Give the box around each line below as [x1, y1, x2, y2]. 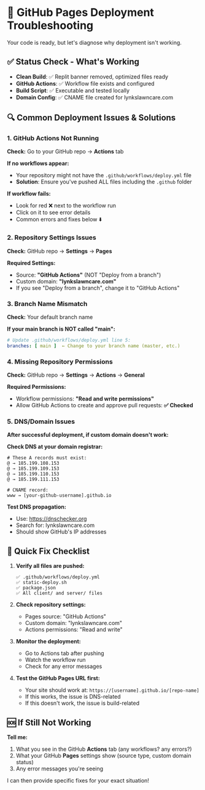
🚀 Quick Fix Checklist [7, 546, 90, 556]
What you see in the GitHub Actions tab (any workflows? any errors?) [15, 745, 192, 753]
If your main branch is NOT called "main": [7, 325, 115, 333]
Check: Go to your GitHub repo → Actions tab [7, 148, 124, 155]
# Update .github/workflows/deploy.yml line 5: [7, 337, 131, 343]
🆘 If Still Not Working [7, 717, 91, 727]
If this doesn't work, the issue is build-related [25, 699, 140, 707]
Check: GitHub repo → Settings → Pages [7, 247, 112, 255]
